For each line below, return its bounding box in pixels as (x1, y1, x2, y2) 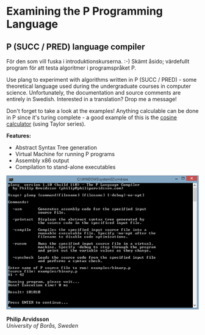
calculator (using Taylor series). (6, 120, 86, 128)
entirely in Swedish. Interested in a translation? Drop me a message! (6, 96, 177, 103)
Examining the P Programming (6, 4, 164, 18)
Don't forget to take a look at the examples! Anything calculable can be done (6, 107, 199, 114)
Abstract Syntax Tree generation (15, 144, 98, 151)
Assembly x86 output (15, 157, 70, 164)
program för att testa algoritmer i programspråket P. (6, 64, 136, 71)
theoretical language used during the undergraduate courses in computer (6, 82, 191, 90)
